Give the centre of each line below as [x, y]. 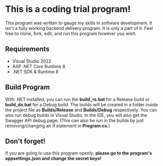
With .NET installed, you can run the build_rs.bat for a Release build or [77, 99]
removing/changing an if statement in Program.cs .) [57, 126]
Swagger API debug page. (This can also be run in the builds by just [75, 120]
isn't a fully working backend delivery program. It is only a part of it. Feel [79, 28]
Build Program [27, 87]
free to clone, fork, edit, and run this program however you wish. [71, 33]
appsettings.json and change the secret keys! [53, 159]
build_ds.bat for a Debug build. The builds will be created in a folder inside [81, 104]
